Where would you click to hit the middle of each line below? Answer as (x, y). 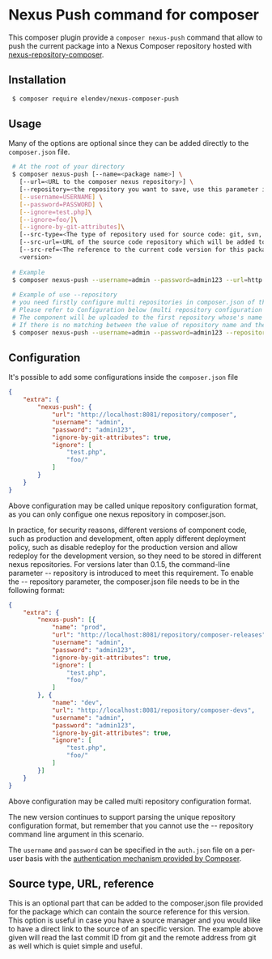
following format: (37, 590)
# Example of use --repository (64, 295)
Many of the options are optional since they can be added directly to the (129, 143)
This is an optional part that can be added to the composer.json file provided (136, 903)
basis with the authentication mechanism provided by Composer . (134, 858)
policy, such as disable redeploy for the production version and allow (123, 547)
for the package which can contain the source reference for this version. (129, 912)
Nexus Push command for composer (134, 15)
